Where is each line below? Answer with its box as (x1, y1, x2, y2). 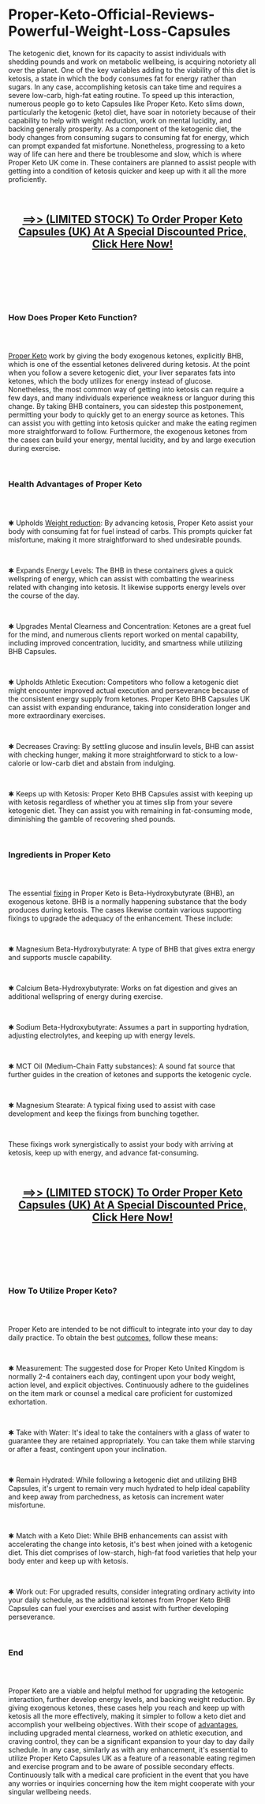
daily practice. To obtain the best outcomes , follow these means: (8, 1333, 218, 1342)
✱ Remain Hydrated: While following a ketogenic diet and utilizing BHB (8, 1475, 237, 1484)
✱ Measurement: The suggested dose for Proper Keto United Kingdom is (8, 1363, 245, 1373)
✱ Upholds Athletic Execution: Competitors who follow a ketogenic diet (8, 677, 239, 686)
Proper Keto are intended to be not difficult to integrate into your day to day (8, 1325, 253, 1334)
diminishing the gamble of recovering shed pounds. (8, 814, 176, 823)
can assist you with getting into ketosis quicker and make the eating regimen (8, 418, 257, 428)
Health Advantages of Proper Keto (8, 478, 143, 490)
